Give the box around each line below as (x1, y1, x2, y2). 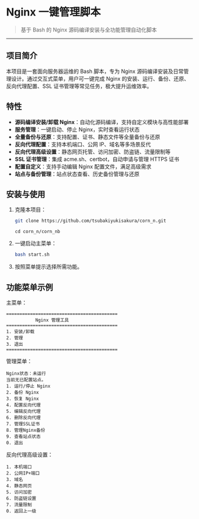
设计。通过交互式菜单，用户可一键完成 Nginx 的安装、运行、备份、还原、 (11, 75, 190, 82)
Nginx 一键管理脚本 (6, 5, 101, 19)
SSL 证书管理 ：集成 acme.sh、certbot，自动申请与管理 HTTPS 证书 (14, 155, 179, 163)
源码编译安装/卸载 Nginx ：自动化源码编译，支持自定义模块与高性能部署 (14, 118, 189, 125)
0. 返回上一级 (6, 508, 37, 514)
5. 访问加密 (6, 489, 33, 495)
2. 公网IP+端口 (6, 470, 40, 476)
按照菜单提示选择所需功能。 (14, 263, 83, 270)
